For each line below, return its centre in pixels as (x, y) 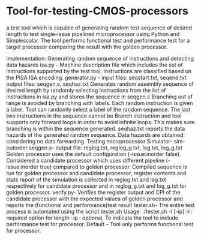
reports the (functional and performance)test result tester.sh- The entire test (100, 205)
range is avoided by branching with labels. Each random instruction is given (100, 103)
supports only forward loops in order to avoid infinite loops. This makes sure (100, 122)
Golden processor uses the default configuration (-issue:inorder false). (94, 154)
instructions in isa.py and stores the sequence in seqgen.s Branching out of (100, 97)
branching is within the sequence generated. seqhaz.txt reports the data (96, 128)
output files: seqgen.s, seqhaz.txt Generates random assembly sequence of (100, 84)
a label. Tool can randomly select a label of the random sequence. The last (98, 109)
